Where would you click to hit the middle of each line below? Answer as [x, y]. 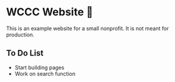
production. [20, 34]
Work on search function [45, 74]
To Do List [25, 53]
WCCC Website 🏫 [50, 12]
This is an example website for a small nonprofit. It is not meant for [87, 28]
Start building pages [39, 67]
